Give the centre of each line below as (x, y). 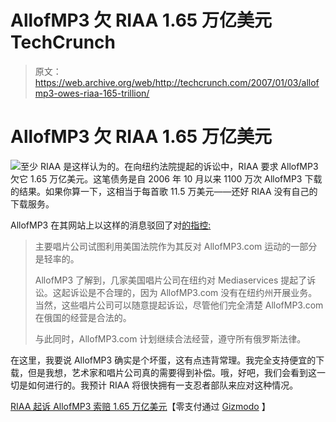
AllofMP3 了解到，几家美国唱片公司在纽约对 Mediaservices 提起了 (171, 280)
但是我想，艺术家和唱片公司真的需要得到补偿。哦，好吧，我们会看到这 (172, 372)
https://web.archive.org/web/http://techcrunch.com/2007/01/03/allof (177, 82)
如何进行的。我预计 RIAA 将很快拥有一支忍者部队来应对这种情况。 (163, 385)
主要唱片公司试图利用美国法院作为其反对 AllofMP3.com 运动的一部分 (176, 246)
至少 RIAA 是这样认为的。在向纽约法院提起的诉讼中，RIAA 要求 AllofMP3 (169, 166)
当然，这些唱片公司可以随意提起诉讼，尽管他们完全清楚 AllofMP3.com (179, 305)
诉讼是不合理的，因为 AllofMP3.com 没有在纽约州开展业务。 (193, 292)
